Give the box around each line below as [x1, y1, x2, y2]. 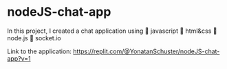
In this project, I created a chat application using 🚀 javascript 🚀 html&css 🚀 [7, 27, 217, 35]
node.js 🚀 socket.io [7, 33, 61, 42]
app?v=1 [7, 54, 31, 62]
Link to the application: [7, 47, 72, 55]
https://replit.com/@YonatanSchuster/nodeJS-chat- [73, 47, 220, 55]
